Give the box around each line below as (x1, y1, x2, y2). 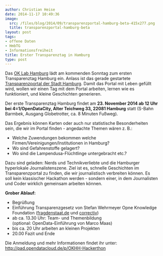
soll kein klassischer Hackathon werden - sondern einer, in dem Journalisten (5, 176, 158, 181)
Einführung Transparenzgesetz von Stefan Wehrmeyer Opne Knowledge (12, 205, 157, 211)
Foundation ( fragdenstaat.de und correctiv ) (12, 210, 99, 216)
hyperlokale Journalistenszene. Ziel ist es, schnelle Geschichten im (5, 165, 139, 171)
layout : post (5, 30, 32, 35)
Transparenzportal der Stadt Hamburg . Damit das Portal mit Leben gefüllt (5, 81, 152, 87)
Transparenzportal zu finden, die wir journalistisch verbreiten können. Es (5, 170, 150, 176)
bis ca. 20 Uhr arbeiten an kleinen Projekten (12, 225, 100, 232)
